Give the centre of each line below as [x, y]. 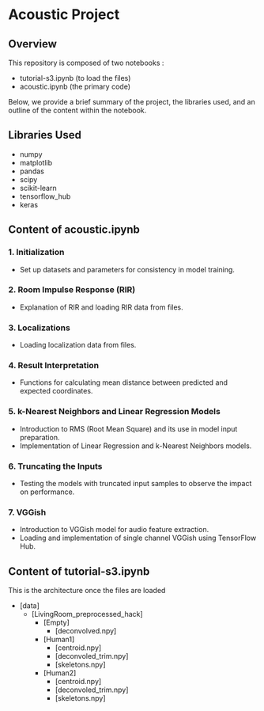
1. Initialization [36, 253]
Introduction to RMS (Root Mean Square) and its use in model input [128, 428]
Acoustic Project [64, 15]
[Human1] [59, 640]
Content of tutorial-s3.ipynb [79, 571]
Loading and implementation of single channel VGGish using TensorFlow [138, 538]
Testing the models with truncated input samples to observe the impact [136, 483]
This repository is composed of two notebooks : [86, 63]
